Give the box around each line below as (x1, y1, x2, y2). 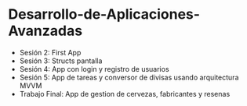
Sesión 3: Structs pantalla (19, 56, 103, 65)
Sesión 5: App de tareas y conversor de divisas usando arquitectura (19, 72, 239, 82)
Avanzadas (8, 22, 83, 40)
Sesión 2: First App (19, 48, 82, 57)
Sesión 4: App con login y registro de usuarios (19, 64, 170, 73)
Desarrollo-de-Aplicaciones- (8, 5, 201, 23)
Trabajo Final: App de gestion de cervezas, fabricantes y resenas (19, 89, 231, 98)
